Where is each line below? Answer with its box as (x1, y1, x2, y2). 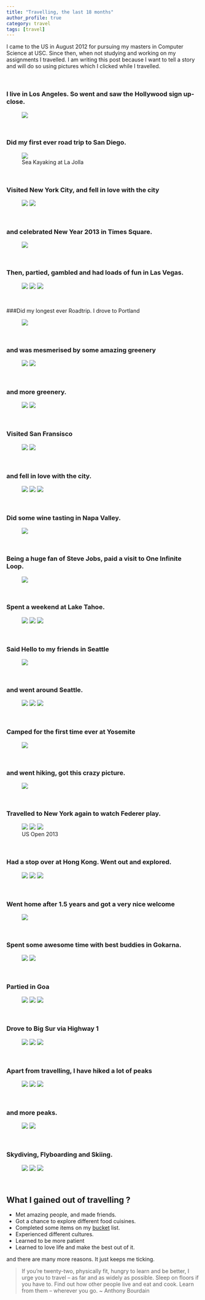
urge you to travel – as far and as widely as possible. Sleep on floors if (21, 1274, 199, 1282)
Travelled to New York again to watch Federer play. (6, 809, 161, 818)
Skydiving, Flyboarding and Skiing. (6, 1150, 113, 1159)
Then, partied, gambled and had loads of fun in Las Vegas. (6, 268, 184, 277)
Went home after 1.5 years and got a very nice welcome (6, 899, 175, 908)
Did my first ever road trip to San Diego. (6, 138, 127, 147)
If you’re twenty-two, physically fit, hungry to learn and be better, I (21, 1267, 190, 1275)
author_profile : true (6, 15, 62, 21)
